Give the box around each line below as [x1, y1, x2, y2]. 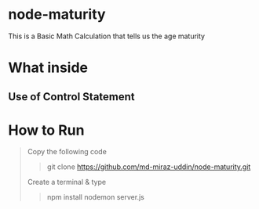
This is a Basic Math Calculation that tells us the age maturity [8, 31, 206, 41]
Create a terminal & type [27, 178, 107, 187]
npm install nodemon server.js [46, 193, 145, 202]
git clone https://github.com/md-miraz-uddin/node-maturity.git [46, 162, 251, 171]
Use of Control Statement [8, 90, 135, 103]
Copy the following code [27, 147, 108, 157]
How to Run [8, 121, 85, 139]
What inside [8, 59, 89, 77]
